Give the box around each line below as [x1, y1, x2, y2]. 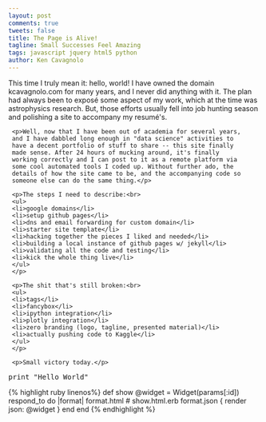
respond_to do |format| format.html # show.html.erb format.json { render [8, 396, 247, 405]
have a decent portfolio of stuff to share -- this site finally [11, 141, 234, 149]
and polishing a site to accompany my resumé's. [8, 112, 168, 121]
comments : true [8, 19, 59, 27]
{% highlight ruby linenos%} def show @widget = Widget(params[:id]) [8, 387, 240, 396]
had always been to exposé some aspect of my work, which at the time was [8, 95, 258, 105]
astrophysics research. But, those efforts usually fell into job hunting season [8, 103, 258, 113]
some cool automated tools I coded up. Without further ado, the [11, 162, 234, 170]
